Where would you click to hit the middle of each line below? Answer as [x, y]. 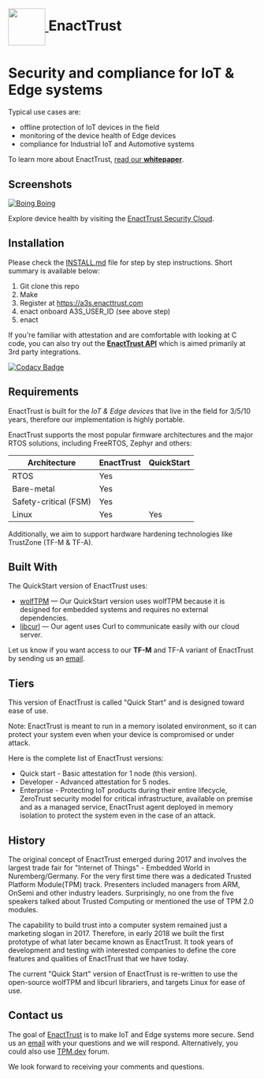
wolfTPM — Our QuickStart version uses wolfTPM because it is [122, 601]
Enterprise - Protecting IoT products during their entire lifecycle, [123, 791]
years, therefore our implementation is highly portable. [97, 419]
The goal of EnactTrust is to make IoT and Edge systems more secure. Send [131, 1034]
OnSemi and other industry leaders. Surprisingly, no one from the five [121, 893]
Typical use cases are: [45, 112]
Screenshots [40, 184]
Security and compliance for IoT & [121, 73]
